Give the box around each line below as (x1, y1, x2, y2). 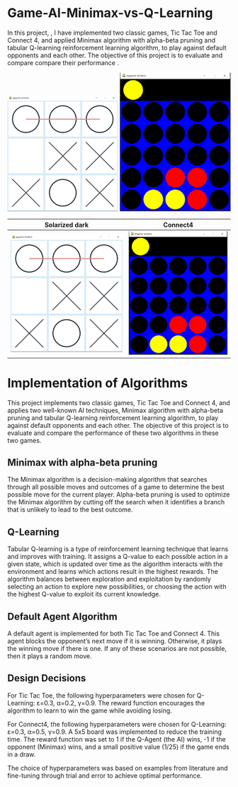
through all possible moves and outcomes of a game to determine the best (7, 483, 225, 492)
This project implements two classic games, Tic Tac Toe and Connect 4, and (7, 398, 230, 407)
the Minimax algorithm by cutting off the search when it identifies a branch (7, 498, 225, 506)
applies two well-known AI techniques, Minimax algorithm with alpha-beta (7, 406, 224, 414)
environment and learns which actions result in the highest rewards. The (7, 567, 218, 576)
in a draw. (7, 749, 36, 759)
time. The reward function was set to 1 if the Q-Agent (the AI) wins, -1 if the (7, 735, 226, 743)
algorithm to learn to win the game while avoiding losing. (7, 706, 172, 715)
